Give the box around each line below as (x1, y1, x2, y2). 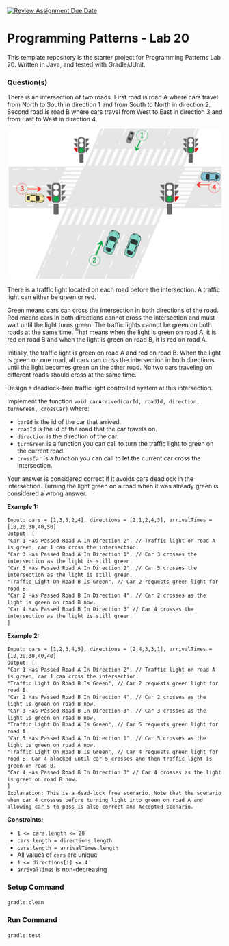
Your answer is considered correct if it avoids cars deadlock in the (7, 475, 193, 483)
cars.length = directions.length (16, 838, 113, 844)
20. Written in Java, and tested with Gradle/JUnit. (7, 60, 146, 69)
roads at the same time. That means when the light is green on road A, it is (7, 328, 217, 336)
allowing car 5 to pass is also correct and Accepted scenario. (7, 803, 194, 811)
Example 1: (7, 503, 39, 511)
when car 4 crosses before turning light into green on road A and (7, 796, 204, 804)
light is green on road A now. (7, 742, 96, 749)
